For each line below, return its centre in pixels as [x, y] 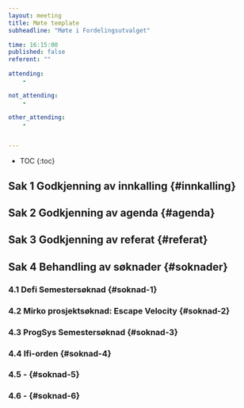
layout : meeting [35, 15]
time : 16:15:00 [33, 44]
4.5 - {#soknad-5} [44, 375]
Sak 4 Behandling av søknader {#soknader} [118, 267]
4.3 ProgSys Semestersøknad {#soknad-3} [93, 332]
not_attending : [33, 95]
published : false [37, 52]
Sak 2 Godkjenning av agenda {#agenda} [112, 213]
